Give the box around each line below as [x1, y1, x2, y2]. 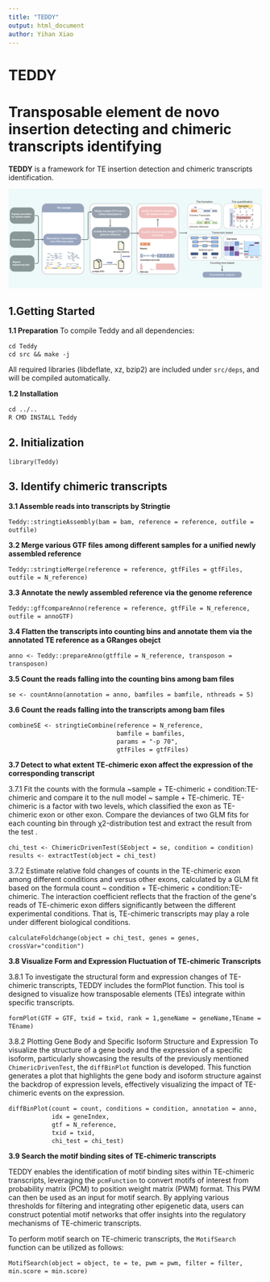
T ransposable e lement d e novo [8, 103, 220, 121]
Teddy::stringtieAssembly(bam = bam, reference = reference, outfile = [8, 518, 254, 526]
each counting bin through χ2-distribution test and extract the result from [8, 818, 252, 828]
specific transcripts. [8, 998, 75, 1007]
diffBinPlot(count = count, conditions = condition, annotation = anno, [8, 1104, 258, 1112]
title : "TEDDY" [8, 13, 60, 21]
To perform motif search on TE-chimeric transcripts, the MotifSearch [8, 1234, 236, 1243]
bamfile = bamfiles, [116, 729, 185, 738]
